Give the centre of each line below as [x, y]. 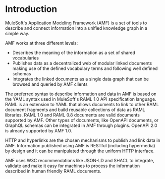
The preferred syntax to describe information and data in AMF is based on [81, 94]
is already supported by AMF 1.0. [39, 130]
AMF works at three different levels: [42, 43]
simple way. [17, 33]
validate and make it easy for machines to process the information [73, 166]
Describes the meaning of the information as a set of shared [74, 53]
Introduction [31, 9]
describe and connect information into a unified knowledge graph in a [76, 28]
